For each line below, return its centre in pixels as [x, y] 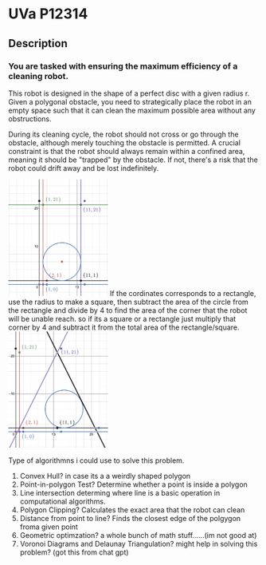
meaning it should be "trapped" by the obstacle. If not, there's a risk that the [133, 160]
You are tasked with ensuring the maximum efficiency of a [123, 66]
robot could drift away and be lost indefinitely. [84, 168]
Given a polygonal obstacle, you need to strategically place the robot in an [130, 101]
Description [38, 43]
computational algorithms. [63, 502]
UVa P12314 [48, 14]
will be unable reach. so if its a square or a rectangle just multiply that [122, 318]
